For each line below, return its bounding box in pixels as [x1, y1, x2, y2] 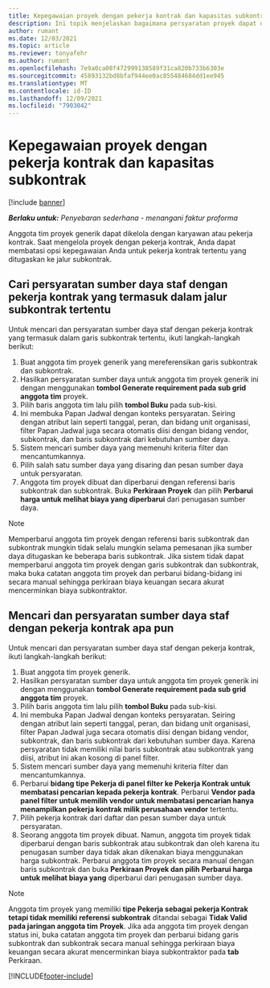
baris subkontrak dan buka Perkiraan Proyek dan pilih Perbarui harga [19, 864, 253, 873]
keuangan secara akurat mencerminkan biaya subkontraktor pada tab [8, 947, 239, 957]
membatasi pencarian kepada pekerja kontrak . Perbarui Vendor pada [19, 787, 256, 797]
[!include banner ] [8, 198, 66, 207]
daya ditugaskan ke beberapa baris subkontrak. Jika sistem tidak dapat [8, 551, 244, 561]
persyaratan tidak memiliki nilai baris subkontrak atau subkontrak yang [19, 744, 254, 754]
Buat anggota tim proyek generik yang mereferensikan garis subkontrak [19, 356, 258, 367]
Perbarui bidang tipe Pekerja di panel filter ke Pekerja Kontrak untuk [19, 778, 251, 788]
